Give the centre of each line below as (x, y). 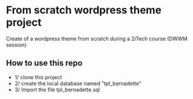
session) (16, 45)
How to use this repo (44, 63)
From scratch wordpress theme (84, 10)
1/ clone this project (38, 77)
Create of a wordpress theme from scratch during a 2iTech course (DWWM (97, 38)
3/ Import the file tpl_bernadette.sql (57, 89)
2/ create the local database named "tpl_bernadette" (78, 83)
